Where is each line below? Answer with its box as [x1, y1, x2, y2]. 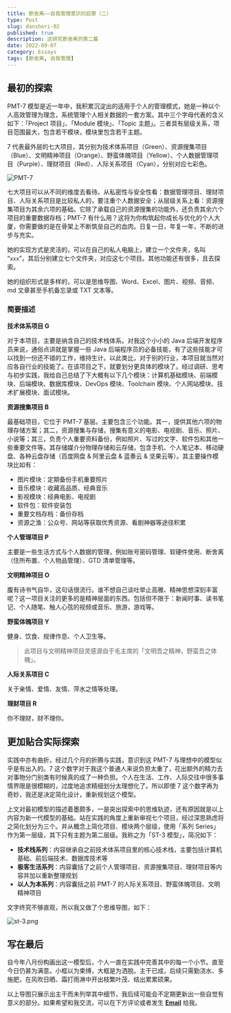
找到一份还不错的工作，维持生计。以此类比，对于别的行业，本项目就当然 [12, 353, 218, 362]
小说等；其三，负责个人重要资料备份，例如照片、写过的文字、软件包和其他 [7, 434, 218, 443]
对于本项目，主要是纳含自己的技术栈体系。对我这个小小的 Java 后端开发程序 [7, 336, 223, 345]
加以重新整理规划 [29, 871, 78, 879]
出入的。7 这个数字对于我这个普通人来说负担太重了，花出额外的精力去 [25, 764, 223, 772]
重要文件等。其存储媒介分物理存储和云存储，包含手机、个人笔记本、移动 [12, 443, 218, 452]
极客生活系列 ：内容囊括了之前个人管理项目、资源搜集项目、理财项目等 [16, 863, 217, 871]
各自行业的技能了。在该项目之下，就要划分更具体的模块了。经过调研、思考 [12, 362, 224, 370]
